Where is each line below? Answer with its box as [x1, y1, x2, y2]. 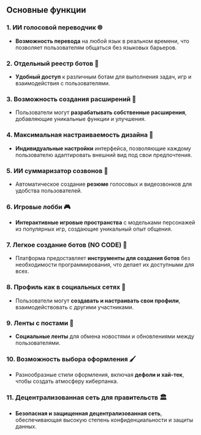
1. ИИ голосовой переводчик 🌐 [6, 23, 103, 32]
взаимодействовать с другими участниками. [15, 303, 134, 310]
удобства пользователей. [15, 187, 83, 194]
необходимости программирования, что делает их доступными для [15, 261, 194, 269]
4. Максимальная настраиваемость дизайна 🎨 [6, 131, 154, 139]
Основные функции [6, 5, 86, 15]
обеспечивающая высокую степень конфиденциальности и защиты [15, 416, 194, 423]
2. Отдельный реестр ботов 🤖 [6, 59, 99, 67]
